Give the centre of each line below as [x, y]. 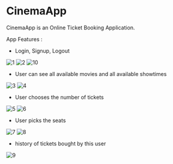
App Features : [25, 39]
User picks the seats [40, 120]
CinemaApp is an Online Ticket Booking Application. [71, 28]
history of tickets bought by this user [60, 143]
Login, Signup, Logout [42, 51]
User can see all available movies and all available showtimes [91, 74]
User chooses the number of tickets [59, 97]
